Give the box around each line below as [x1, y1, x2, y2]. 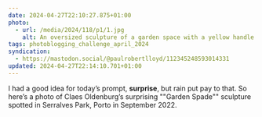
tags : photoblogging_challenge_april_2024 [8, 41, 149, 48]
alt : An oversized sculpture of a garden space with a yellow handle [22, 33, 255, 41]
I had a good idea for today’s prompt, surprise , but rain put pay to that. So [8, 83, 247, 93]
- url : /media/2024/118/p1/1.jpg [15, 26, 125, 34]
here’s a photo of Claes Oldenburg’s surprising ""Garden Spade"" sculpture [8, 91, 252, 101]
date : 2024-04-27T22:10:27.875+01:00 [8, 11, 132, 19]
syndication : [8, 48, 51, 55]
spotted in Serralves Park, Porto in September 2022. [8, 100, 178, 109]
